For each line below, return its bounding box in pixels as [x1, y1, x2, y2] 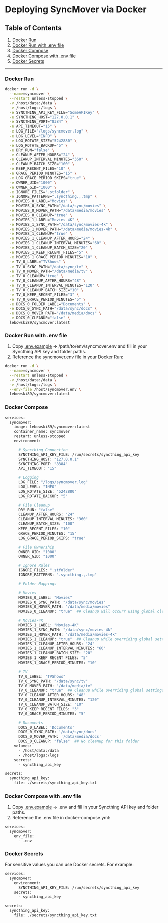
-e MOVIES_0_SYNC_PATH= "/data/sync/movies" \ [9, 203, 106, 209]
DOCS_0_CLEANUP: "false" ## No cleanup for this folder [18, 739, 140, 744]
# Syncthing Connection [18, 447, 68, 452]
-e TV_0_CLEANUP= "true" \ [9, 274, 64, 279]
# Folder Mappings [18, 581, 57, 586]
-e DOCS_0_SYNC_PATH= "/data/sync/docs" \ [9, 306, 97, 311]
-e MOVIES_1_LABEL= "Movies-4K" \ [9, 217, 79, 222]
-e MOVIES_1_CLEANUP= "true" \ [9, 231, 72, 236]
